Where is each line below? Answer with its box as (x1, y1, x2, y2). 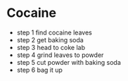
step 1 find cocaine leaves (16, 28, 92, 37)
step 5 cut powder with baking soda (16, 58, 121, 66)
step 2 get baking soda (16, 35, 84, 44)
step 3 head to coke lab (16, 43, 86, 51)
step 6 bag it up (16, 66, 63, 74)
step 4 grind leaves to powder (16, 51, 104, 59)
